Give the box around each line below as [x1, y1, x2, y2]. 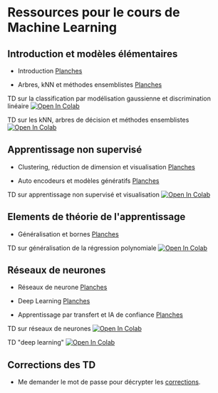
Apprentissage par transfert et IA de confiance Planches [17, 310, 183, 319]
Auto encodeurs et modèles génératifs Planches [17, 176, 160, 185]
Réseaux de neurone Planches [17, 283, 108, 292]
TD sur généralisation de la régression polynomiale [7, 243, 157, 252]
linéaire [7, 102, 29, 110]
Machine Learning [7, 19, 118, 36]
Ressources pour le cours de [7, 4, 180, 21]
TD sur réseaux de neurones [7, 325, 91, 333]
